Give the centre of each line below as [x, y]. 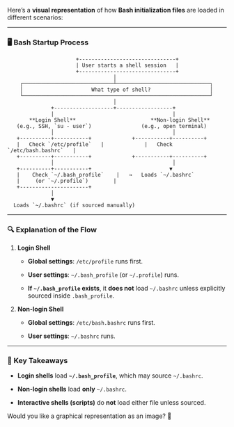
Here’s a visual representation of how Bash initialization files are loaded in [116, 10]
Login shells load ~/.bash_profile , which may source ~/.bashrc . [110, 376]
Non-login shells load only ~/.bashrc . [72, 389]
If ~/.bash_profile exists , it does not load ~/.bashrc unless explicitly [126, 288]
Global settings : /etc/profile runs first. [85, 261]
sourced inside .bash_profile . [71, 296]
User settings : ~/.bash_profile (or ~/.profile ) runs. [103, 275]
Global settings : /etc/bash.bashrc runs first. [91, 322]
